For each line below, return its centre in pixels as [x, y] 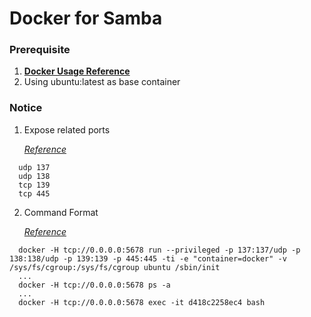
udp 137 [34, 167]
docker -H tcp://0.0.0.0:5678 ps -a [94, 285]
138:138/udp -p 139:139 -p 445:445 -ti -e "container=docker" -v [148, 258]
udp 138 [34, 176]
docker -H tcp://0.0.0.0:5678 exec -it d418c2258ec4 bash [142, 302]
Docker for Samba [86, 18]
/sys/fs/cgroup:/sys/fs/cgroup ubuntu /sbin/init [115, 267]
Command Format [61, 212]
